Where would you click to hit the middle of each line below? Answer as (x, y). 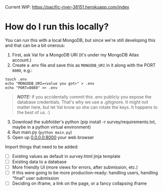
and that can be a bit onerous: (35, 45)
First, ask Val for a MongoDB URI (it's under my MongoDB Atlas (75, 55)
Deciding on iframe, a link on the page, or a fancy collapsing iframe (79, 183)
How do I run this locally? (57, 27)
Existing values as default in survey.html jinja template (66, 156)
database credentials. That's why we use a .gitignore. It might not (82, 102)
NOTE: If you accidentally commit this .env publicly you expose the (84, 96)
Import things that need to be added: (42, 147)
